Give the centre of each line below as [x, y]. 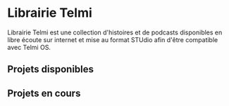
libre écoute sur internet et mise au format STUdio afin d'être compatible [113, 39]
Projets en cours [44, 93]
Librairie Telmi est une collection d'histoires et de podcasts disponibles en [115, 32]
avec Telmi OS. [29, 47]
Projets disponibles [50, 69]
